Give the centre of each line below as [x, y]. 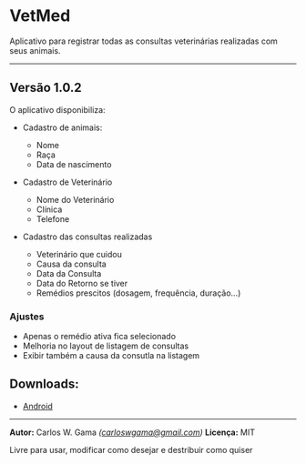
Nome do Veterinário [75, 199]
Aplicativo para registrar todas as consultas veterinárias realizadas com [143, 41]
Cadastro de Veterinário [67, 182]
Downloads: [44, 384]
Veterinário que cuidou [79, 254]
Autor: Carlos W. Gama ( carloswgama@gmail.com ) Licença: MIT [133, 432]
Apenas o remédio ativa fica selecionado [99, 337]
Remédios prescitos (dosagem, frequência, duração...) [138, 293]
